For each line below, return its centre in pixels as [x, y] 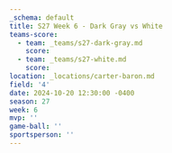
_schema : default [42, 18]
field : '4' [30, 85]
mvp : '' [24, 118]
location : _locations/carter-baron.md [82, 76]
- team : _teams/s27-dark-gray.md [80, 43]
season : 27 [30, 101]
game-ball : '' [36, 127]
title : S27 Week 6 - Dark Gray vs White [86, 26]
